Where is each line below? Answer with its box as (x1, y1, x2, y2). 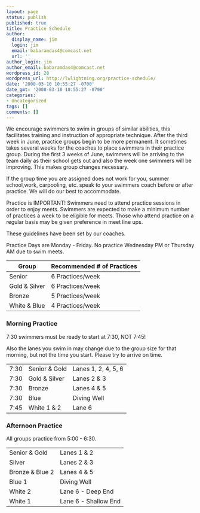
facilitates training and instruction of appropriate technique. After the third (6, 132, 188, 139)
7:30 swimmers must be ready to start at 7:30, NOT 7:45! (6, 333, 146, 340)
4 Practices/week (51, 302, 100, 310)
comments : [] (6, 109, 39, 115)
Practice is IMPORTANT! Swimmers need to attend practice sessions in (6, 199, 181, 207)
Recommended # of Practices (51, 262, 137, 271)
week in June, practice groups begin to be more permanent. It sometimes (6, 138, 187, 145)
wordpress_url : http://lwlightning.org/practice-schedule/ (6, 75, 156, 81)
